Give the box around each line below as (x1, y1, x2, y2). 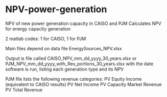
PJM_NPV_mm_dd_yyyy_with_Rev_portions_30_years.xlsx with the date (5, 60, 154, 67)
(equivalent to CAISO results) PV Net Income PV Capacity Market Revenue (5, 81, 162, 87)
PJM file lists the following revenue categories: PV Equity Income (5, 76, 142, 82)
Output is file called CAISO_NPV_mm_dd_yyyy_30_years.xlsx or (5, 55, 137, 61)
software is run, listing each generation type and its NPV (5, 66, 124, 72)
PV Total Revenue (5, 86, 42, 92)
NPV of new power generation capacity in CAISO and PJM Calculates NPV (5, 20, 162, 26)
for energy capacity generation (5, 25, 70, 31)
